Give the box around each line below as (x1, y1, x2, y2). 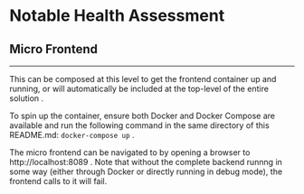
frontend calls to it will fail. (9, 176, 108, 186)
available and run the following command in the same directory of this (9, 120, 270, 131)
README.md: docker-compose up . (9, 130, 135, 140)
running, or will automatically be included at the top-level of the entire (9, 83, 270, 94)
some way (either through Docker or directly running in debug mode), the (9, 166, 283, 177)
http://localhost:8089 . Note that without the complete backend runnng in (9, 157, 283, 167)
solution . (9, 93, 44, 104)
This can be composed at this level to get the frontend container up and (9, 74, 277, 84)
